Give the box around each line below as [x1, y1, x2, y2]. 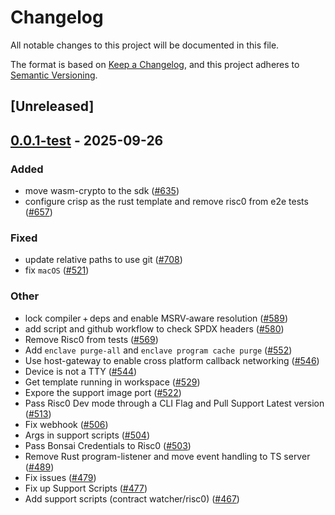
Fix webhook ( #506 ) [24, 418, 109, 430]
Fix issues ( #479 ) [24, 471, 97, 483]
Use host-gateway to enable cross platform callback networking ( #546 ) [24, 354, 320, 366]
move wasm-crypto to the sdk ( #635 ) [24, 185, 180, 197]
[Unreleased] [10, 98, 95, 115]
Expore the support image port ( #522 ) [24, 386, 182, 398]
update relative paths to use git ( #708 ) [24, 254, 183, 266]
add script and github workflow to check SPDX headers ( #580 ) [24, 322, 285, 335]
